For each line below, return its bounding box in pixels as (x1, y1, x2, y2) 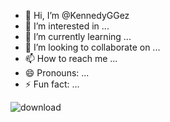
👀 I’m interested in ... (24, 20, 110, 32)
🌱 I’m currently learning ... (24, 31, 132, 42)
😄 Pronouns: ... (24, 67, 90, 79)
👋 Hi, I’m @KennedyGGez (24, 10, 130, 21)
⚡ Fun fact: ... (24, 78, 80, 90)
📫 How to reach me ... (24, 53, 118, 64)
